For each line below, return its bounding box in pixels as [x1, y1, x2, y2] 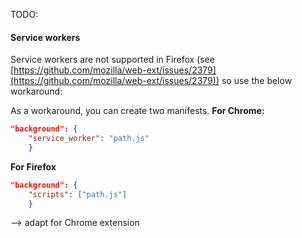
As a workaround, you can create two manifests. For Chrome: [10, 105, 265, 117]
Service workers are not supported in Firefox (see [10, 54, 215, 66]
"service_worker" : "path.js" [28, 134, 150, 144]
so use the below [221, 75, 293, 87]
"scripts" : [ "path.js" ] [28, 189, 128, 199]
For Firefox [10, 160, 57, 173]
